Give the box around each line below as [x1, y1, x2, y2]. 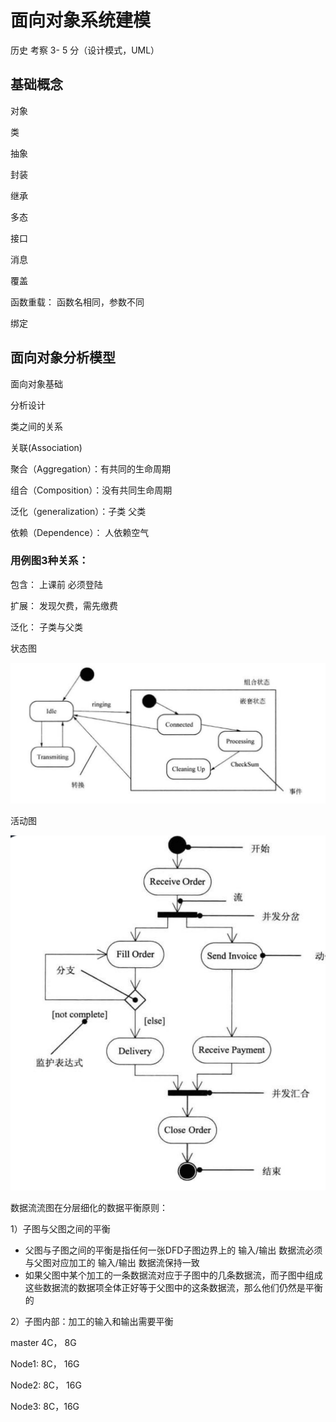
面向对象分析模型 [10, 349, 116, 366]
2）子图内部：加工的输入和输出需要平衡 [10, 1316, 174, 1328]
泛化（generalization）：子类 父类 [10, 505, 147, 517]
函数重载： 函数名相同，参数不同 [10, 296, 145, 308]
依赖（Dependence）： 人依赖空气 [10, 526, 150, 538]
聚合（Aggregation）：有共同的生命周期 [10, 462, 172, 475]
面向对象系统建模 [10, 9, 152, 32]
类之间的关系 [10, 420, 63, 432]
